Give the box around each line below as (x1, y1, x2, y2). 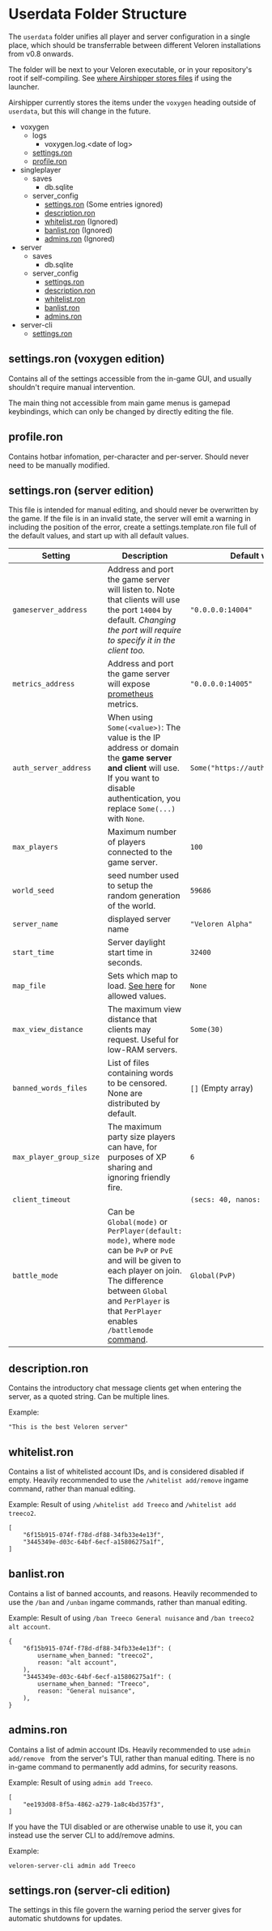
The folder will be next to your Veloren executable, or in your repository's (8, 64, 253, 74)
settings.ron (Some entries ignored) (44, 199, 164, 209)
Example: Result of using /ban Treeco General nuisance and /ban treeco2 (8, 1612, 255, 1622)
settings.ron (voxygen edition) (8, 352, 165, 366)
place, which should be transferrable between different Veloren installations (8, 40, 261, 49)
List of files (107, 1057, 150, 1068)
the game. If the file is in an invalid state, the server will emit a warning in (8, 514, 251, 524)
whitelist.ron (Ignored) (44, 216, 119, 226)
